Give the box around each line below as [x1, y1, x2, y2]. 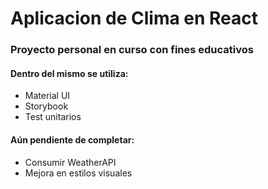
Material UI [24, 90, 71, 102]
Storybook [24, 100, 69, 112]
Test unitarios [24, 111, 82, 123]
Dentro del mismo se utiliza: [10, 67, 129, 79]
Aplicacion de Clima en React [10, 7, 259, 30]
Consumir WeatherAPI [24, 156, 117, 168]
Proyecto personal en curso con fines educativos [10, 43, 254, 57]
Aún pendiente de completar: [10, 133, 135, 146]
